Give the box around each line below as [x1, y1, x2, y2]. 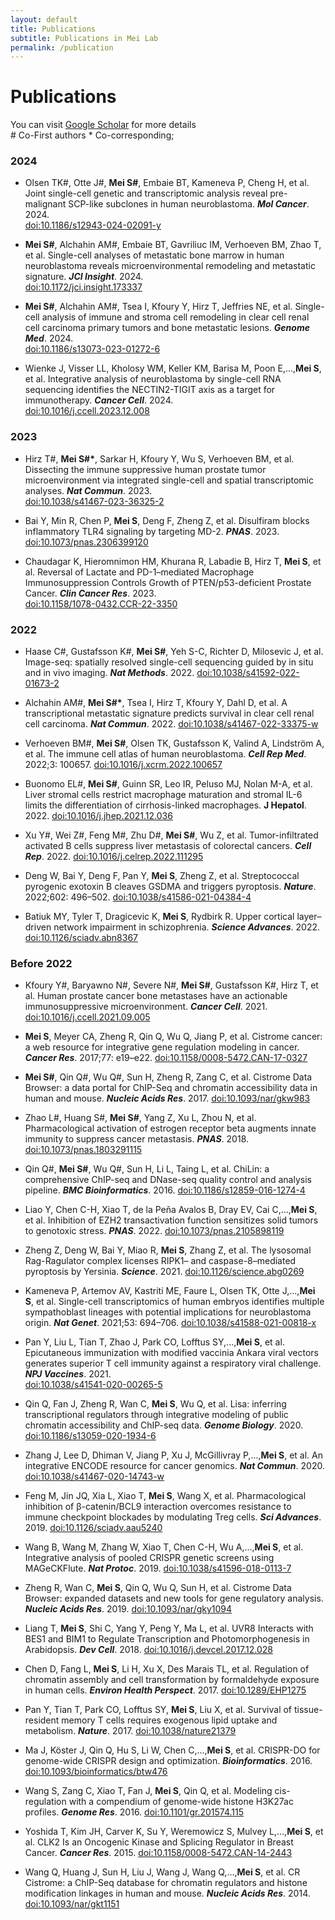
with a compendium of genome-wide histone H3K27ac [68, 1796, 294, 1808]
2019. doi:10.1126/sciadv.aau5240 [24, 1522, 163, 1534]
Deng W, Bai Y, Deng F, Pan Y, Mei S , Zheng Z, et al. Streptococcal [24, 870, 300, 882]
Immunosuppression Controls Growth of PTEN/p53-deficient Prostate [24, 576, 312, 588]
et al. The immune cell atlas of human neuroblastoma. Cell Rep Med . [24, 748, 307, 760]
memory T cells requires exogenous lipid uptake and [61, 1714, 278, 1726]
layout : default [10, 14, 78, 25]
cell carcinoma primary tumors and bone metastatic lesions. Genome [24, 322, 310, 334]
